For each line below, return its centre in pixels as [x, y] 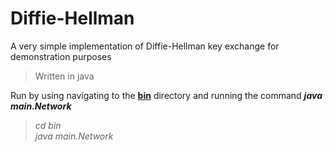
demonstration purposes [61, 56]
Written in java [64, 76]
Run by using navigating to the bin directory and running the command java [166, 95]
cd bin [48, 125]
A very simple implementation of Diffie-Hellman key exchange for [145, 46]
